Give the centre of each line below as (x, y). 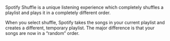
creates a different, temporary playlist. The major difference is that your (80, 28)
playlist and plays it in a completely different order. (58, 13)
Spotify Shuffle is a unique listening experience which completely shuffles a (84, 7)
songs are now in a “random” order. (42, 33)
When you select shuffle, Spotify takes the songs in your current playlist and (85, 23)
